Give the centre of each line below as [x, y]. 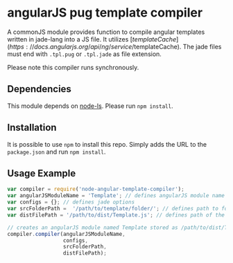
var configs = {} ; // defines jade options [71, 202]
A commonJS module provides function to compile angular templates [106, 32]
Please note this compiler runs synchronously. [73, 67]
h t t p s [17, 46]
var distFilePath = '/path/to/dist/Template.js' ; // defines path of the [116, 215]
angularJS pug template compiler [105, 13]
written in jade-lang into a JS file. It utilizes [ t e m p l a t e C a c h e [92, 39]
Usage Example [42, 173]
